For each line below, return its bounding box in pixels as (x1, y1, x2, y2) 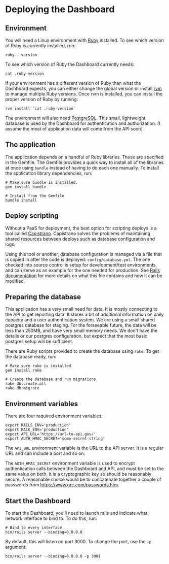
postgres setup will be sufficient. (5, 339, 73, 345)
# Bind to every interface (5, 525, 62, 530)
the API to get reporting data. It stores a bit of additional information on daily (5, 311, 164, 318)
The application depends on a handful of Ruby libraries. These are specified (5, 154, 164, 160)
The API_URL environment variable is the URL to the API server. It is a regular (5, 445, 164, 451)
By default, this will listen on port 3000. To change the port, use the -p (5, 539, 152, 545)
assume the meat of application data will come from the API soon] (5, 126, 143, 131)
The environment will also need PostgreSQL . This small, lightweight (5, 115, 146, 121)
